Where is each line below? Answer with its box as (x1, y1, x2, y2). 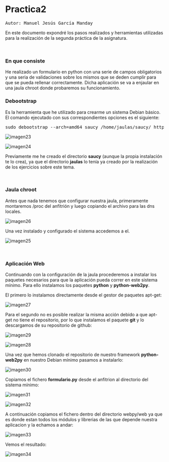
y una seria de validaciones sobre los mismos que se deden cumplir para (5, 74, 156, 80)
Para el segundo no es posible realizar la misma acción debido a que (5, 312, 148, 318)
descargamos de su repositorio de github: (5, 322, 92, 328)
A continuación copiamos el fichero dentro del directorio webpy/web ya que (5, 411, 162, 417)
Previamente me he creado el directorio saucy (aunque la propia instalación (5, 153, 162, 159)
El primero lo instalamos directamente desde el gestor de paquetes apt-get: (5, 292, 162, 298)
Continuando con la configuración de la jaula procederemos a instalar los (5, 271, 157, 278)
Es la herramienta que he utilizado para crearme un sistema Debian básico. (5, 109, 161, 115)
